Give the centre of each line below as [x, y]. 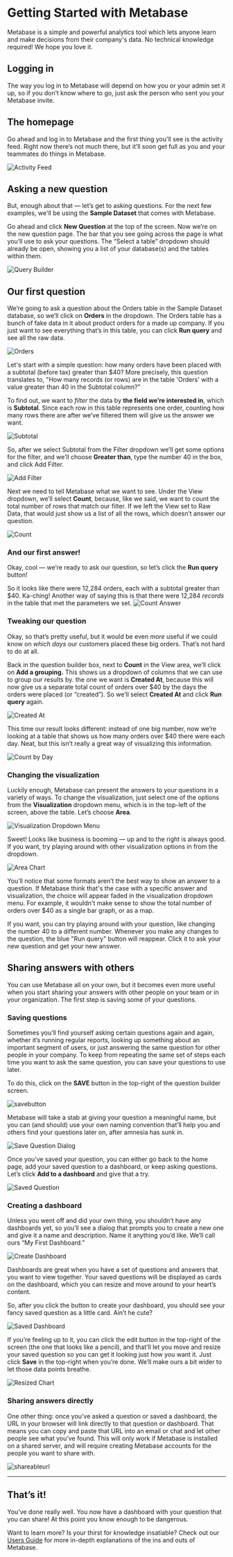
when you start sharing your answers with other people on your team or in [113, 992]
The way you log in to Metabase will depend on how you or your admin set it [116, 86]
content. [19, 1292]
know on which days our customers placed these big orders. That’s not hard [116, 644]
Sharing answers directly [50, 1401]
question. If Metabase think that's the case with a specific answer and [107, 888]
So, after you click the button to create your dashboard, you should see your [116, 1305]
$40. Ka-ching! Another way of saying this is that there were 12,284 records [115, 596]
